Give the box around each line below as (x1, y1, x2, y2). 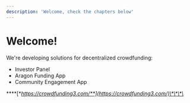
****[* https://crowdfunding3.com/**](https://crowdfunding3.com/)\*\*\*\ (6, 90, 184, 97)
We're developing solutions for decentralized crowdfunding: (6, 54, 153, 61)
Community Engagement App (14, 78, 87, 85)
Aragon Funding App (14, 72, 66, 79)
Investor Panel (14, 65, 50, 73)
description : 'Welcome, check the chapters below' (6, 8, 134, 15)
